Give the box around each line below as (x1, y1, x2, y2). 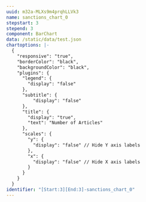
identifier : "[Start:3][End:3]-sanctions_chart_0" (6, 186, 135, 192)
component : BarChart (6, 31, 58, 37)
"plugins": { (17, 70, 50, 76)
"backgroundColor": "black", (17, 64, 90, 71)
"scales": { (22, 131, 52, 137)
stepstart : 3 (6, 20, 39, 26)
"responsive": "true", (17, 53, 74, 59)
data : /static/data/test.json (6, 36, 82, 42)
